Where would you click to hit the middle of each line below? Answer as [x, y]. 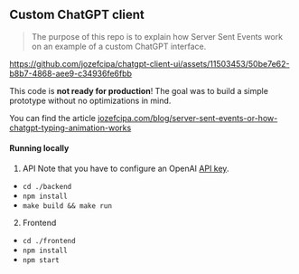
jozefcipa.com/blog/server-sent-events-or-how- [188, 118]
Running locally [39, 148]
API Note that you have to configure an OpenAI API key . [126, 169]
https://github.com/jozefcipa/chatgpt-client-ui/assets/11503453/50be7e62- [149, 63]
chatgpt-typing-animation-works [70, 128]
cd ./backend [47, 187]
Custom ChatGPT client [77, 15]
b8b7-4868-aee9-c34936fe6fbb [71, 73]
